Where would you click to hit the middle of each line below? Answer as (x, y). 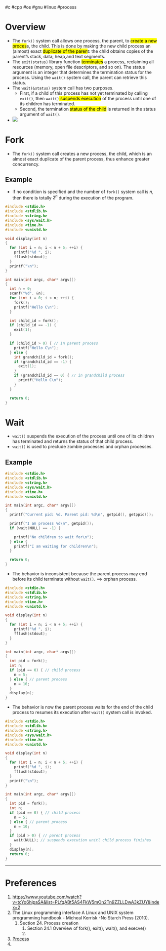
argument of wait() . (40, 114)
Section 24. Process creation (49, 923)
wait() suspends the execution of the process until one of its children (83, 436)
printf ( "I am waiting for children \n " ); (56, 546)
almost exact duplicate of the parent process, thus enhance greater (81, 159)
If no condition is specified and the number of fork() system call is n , (83, 192)
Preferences (31, 883)
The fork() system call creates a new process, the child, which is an (82, 154)
